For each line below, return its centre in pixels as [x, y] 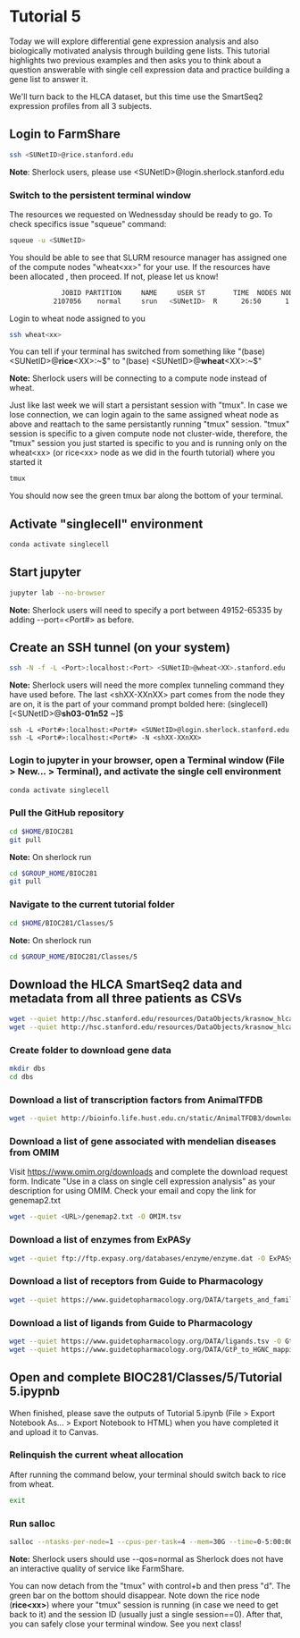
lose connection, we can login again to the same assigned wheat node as [144, 415]
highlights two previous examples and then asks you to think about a [135, 60]
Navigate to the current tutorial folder [92, 905]
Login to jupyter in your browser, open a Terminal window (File [147, 760]
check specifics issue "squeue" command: [88, 224]
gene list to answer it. [49, 79]
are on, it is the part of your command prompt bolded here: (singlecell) [139, 705]
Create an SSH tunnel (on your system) [120, 648]
